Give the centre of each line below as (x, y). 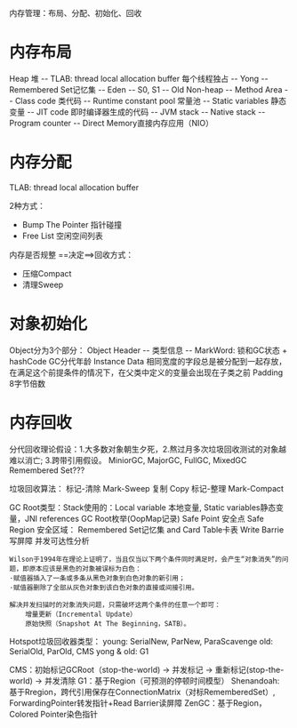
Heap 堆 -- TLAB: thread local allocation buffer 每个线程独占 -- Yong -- (139, 78)
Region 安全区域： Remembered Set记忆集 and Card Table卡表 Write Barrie (147, 529)
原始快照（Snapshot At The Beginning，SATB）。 (108, 624)
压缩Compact (47, 273)
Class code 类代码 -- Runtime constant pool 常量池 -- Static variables (142, 100)
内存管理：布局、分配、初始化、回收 (76, 13)
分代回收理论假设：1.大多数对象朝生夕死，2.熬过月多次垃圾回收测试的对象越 (148, 449)
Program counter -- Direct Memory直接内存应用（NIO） (111, 123)
